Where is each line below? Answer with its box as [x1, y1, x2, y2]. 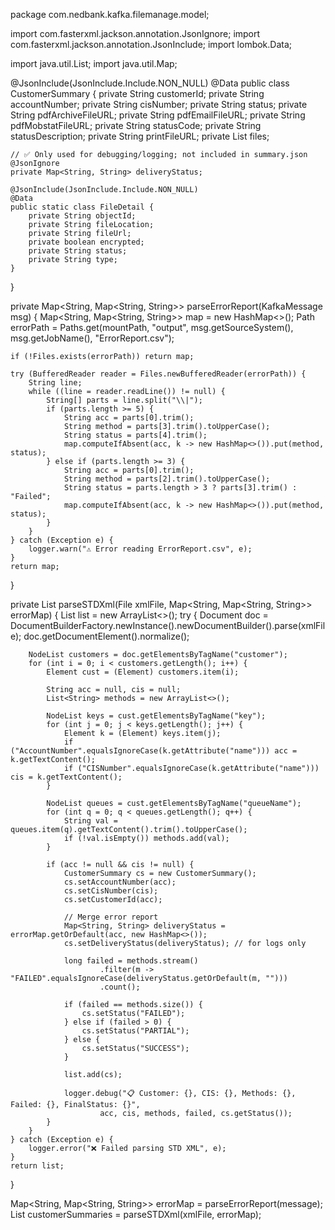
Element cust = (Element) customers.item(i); [46, 667, 240, 677]
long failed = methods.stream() [63, 956, 199, 966]
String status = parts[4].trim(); [63, 430, 208, 440]
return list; [10, 1161, 65, 1171]
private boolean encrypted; [28, 237, 145, 247]
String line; [28, 378, 83, 388]
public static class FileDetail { [10, 202, 155, 212]
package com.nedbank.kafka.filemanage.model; [10, 9, 210, 20]
